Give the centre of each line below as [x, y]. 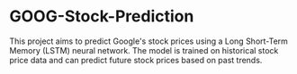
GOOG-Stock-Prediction [102, 16]
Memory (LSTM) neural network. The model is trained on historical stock [144, 50]
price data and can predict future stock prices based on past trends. [136, 60]
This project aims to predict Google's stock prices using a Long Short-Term [148, 41]
